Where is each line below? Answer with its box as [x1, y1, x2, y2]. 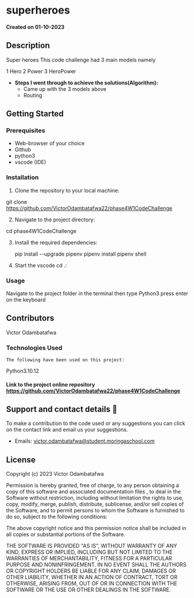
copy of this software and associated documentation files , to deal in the [6, 488, 181, 495]
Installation [6, 174, 39, 182]
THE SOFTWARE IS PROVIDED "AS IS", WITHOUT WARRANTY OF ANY [6, 543, 178, 550]
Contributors [6, 313, 55, 323]
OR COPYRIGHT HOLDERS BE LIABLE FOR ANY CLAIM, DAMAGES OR [6, 567, 176, 574]
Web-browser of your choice [14, 140, 85, 147]
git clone [6, 198, 28, 205]
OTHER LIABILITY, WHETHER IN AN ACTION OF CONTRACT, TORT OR [6, 574, 178, 581]
